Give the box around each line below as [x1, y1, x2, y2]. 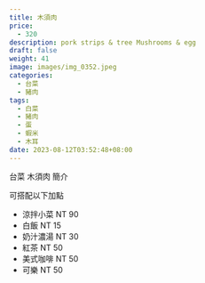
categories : [9, 71, 53, 80]
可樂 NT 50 [21, 264, 64, 275]
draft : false [9, 46, 58, 55]
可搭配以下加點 [9, 190, 64, 200]
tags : [9, 95, 29, 105]
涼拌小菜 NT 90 [21, 208, 79, 219]
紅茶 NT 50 [21, 242, 64, 253]
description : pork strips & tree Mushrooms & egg [9, 37, 197, 47]
